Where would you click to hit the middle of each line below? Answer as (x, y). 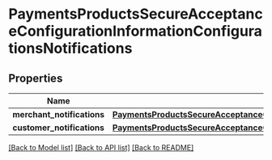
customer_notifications (59, 128)
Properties (36, 78)
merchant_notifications (59, 114)
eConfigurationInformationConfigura (136, 31)
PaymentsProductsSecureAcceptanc (136, 14)
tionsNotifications (70, 48)
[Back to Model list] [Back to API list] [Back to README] (101, 147)
